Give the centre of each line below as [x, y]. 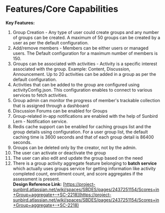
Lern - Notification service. [40, 121]
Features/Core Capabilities [62, 9]
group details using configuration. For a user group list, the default [80, 132]
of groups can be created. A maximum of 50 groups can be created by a [86, 37]
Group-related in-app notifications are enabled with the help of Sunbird [85, 116]
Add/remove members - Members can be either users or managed [81, 48]
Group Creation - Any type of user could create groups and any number [86, 32]
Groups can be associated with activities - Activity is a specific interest [85, 64]
